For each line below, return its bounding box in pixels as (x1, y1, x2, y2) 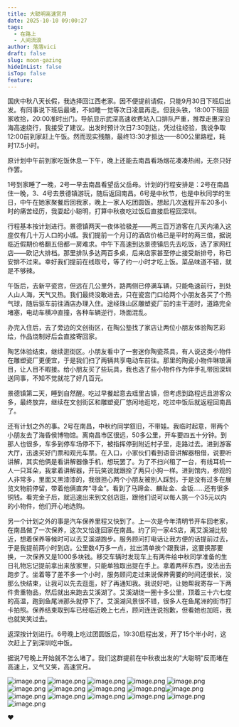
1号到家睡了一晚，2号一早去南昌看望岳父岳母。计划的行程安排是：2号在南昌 (7, 181, 230, 189)
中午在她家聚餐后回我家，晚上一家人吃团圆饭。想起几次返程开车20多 (19, 198, 221, 207)
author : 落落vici (7, 43, 57, 50)
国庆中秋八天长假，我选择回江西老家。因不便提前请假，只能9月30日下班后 (7, 97, 225, 105)
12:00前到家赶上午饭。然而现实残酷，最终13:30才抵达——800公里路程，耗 (7, 132, 226, 141)
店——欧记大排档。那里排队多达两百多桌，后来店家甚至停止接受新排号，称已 (7, 249, 232, 257)
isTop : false (7, 70, 46, 77)
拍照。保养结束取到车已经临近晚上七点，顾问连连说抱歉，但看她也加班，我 (13, 605, 232, 615)
